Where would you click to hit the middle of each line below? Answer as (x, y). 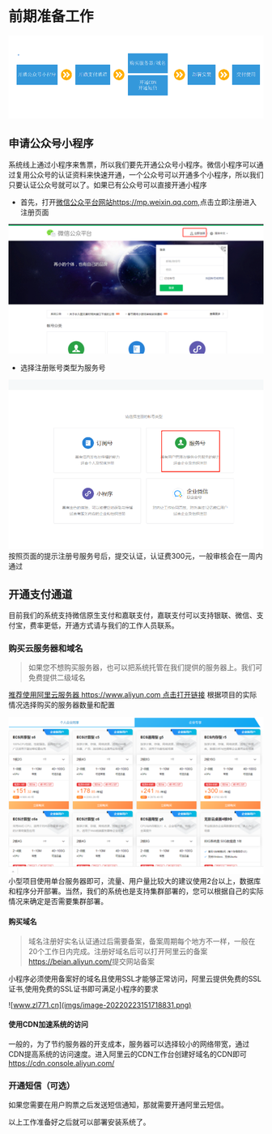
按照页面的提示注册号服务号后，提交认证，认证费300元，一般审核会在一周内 (136, 556)
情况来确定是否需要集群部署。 (58, 902)
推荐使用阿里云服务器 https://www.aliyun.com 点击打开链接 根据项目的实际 (133, 695)
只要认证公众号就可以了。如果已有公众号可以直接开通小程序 (108, 185)
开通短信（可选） (42, 1085)
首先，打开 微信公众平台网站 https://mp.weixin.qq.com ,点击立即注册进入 (138, 202)
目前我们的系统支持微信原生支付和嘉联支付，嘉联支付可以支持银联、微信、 (132, 616)
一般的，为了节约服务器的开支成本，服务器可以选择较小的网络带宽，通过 (129, 1044)
